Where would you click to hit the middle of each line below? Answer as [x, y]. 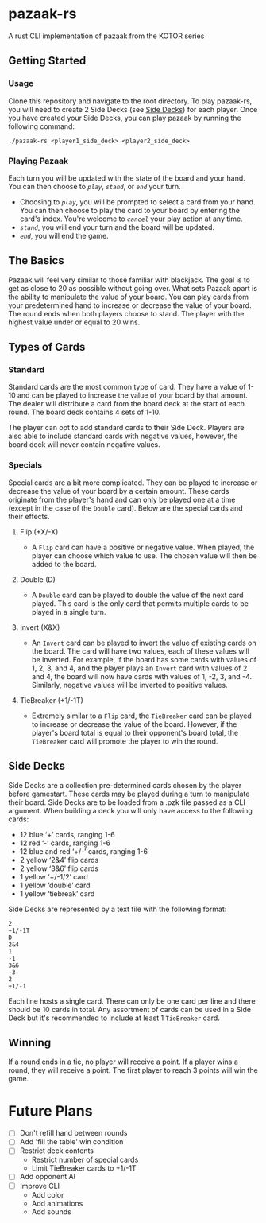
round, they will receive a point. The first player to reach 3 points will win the [133, 1070]
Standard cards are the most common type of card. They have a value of [127, 387]
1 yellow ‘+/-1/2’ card [54, 876]
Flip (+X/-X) [39, 532]
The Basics [37, 260]
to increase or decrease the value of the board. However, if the [134, 724]
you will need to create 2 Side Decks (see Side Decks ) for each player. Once [133, 109]
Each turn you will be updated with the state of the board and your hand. [127, 178]
